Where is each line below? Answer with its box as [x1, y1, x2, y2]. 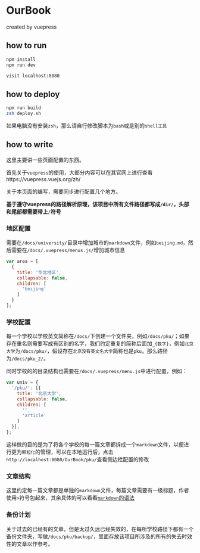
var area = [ [6, 259, 39, 265]
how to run [6, 41, 47, 51]
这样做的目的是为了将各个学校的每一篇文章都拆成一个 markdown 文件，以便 [6, 440, 185, 448]
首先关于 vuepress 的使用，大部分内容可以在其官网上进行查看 [6, 169, 153, 176]
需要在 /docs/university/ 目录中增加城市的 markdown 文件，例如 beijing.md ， [6, 239, 189, 246]
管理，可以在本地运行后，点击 [40, 448, 114, 455]
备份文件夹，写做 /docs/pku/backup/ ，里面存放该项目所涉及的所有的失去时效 [6, 533, 192, 540]
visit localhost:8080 [6, 73, 60, 79]
